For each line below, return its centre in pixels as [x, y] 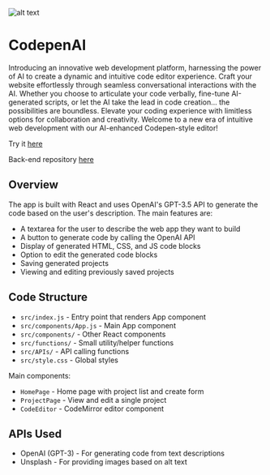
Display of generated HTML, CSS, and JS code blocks [110, 246]
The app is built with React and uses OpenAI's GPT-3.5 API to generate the [133, 204]
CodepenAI [47, 45]
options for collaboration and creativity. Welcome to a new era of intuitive [131, 119]
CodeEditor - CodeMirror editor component [92, 409]
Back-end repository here [51, 159]
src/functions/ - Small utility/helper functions [97, 342]
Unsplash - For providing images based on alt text [104, 462]
